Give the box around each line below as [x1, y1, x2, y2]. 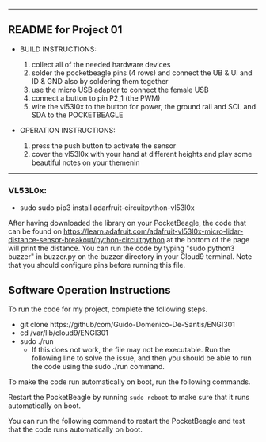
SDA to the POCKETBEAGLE [31, 110, 123, 120]
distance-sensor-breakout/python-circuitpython [8, 235, 165, 245]
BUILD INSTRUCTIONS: [19, 44, 97, 54]
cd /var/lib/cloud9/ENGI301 [19, 328, 108, 337]
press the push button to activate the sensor [31, 140, 177, 151]
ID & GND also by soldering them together [31, 76, 169, 86]
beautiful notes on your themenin [31, 158, 140, 167]
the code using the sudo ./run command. [31, 361, 165, 371]
